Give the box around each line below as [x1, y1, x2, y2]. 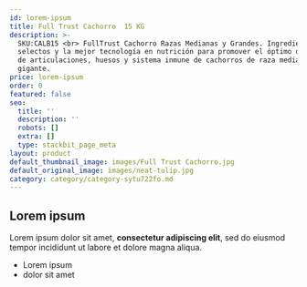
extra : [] [17, 132, 55, 141]
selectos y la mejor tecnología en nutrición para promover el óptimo [17, 47, 292, 56]
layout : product [9, 149, 71, 158]
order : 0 [9, 81, 43, 90]
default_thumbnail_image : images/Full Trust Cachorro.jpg [9, 157, 235, 167]
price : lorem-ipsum [9, 73, 84, 82]
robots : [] [17, 124, 59, 133]
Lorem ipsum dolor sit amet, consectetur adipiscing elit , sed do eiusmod [9, 232, 286, 243]
